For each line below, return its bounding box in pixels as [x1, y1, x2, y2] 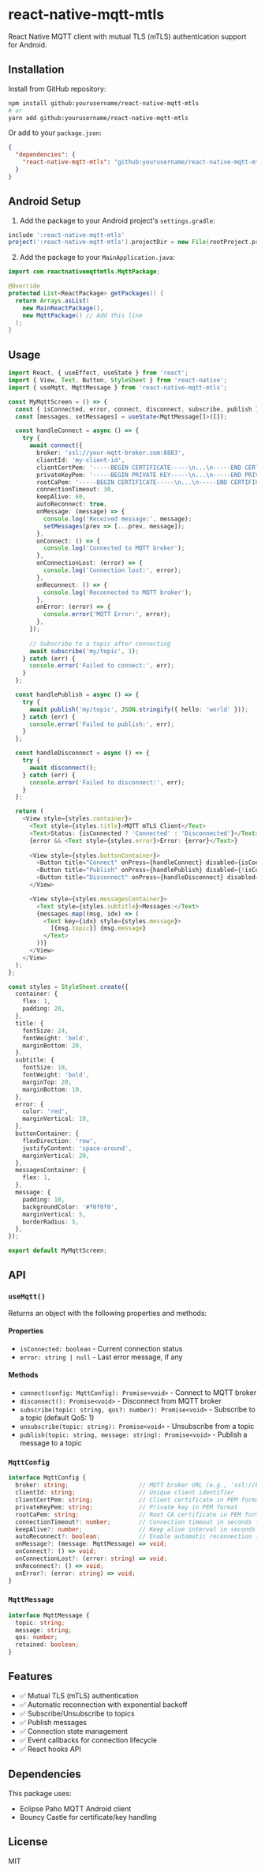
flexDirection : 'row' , [22, 1137, 97, 1145]
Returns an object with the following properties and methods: [8, 1308, 207, 1318]
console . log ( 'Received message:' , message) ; [43, 515, 192, 523]
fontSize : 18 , [22, 1064, 69, 1072]
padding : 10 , [22, 1195, 65, 1204]
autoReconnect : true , [36, 500, 108, 509]
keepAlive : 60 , [36, 493, 87, 501]
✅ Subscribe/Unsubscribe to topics [19, 1708, 136, 1718]
